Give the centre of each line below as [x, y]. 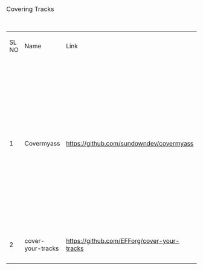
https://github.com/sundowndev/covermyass [130, 144]
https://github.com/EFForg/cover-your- [123, 241]
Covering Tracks [30, 9]
